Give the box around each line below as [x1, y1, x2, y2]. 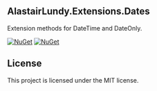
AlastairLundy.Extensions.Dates [7, 6, 150, 17]
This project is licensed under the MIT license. [7, 76, 139, 84]
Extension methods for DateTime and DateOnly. [7, 24, 142, 32]
